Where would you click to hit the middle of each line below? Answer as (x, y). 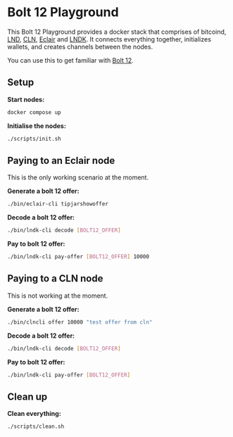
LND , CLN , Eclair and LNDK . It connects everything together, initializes (109, 39)
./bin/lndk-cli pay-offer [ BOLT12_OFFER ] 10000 (78, 257)
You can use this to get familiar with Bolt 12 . (70, 60)
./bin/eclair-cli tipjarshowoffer (58, 204)
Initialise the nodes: (37, 126)
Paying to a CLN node (55, 279)
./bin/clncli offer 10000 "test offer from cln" (80, 322)
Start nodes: (26, 99)
